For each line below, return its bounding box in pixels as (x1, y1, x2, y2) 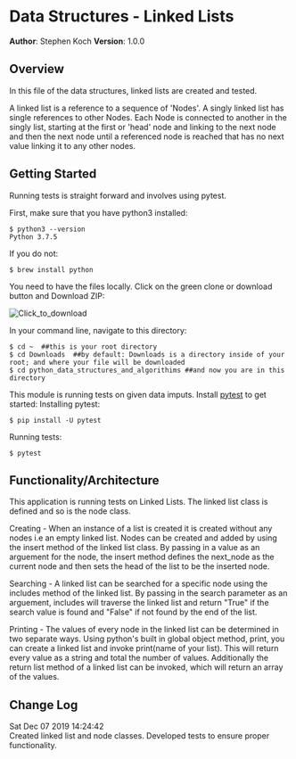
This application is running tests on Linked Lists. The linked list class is (9, 497, 268, 507)
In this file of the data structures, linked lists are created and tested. (9, 85, 258, 95)
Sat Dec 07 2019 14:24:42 (9, 721, 104, 732)
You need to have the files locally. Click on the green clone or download (9, 281, 273, 292)
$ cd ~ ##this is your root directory (9, 342, 158, 351)
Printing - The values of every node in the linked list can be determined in (9, 624, 279, 635)
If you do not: (9, 248, 59, 259)
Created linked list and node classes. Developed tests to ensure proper (9, 730, 270, 741)
